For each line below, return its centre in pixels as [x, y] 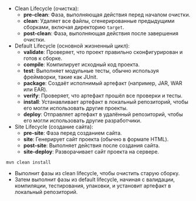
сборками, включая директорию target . [74, 27]
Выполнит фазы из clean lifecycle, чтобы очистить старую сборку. [97, 173]
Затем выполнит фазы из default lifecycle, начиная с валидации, [94, 179]
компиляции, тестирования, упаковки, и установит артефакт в [93, 186]
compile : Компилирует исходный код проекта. [81, 64]
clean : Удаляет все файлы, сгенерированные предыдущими [99, 21]
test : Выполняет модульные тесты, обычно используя [91, 71]
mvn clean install [28, 162]
